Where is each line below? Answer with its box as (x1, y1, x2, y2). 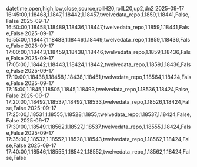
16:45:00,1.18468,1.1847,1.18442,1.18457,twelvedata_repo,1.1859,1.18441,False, (6, 11, 190, 18)
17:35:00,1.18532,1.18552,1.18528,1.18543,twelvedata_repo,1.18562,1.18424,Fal (6, 136, 190, 142)
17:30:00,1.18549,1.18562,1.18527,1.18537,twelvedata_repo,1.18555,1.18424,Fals (6, 123, 191, 130)
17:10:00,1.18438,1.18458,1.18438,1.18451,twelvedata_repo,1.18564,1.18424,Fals (6, 73, 192, 80)
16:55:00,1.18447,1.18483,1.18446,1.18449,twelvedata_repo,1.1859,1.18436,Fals (6, 36, 191, 43)
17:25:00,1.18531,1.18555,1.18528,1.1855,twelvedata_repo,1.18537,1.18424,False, (6, 111, 192, 118)
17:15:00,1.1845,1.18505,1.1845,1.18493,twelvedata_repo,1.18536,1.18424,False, (6, 86, 190, 93)
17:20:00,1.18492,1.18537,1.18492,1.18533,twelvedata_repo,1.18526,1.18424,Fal (6, 98, 190, 105)
